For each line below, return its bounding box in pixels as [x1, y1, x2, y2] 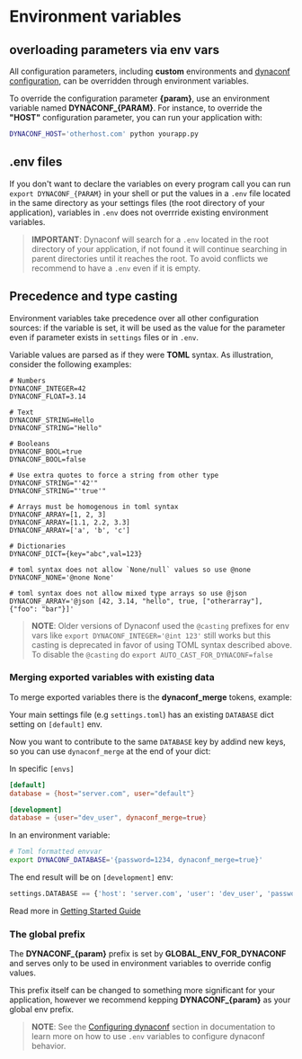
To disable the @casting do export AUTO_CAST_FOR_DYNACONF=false [31, 649, 273, 660]
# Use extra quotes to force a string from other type [9, 471, 219, 480]
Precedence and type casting [9, 289, 178, 304]
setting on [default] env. [9, 718, 103, 730]
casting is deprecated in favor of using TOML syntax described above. [31, 639, 293, 650]
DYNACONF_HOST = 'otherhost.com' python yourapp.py [9, 130, 200, 139]
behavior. [31, 1041, 67, 1052]
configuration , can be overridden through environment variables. [9, 76, 250, 86]
